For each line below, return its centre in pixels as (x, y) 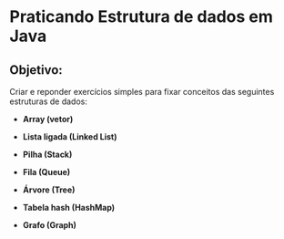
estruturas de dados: (49, 101)
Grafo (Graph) (50, 225)
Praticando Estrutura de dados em (141, 17)
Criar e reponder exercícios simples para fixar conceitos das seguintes (142, 92)
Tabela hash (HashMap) (69, 208)
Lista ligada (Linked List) (70, 137)
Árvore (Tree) (49, 190)
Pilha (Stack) (47, 154)
